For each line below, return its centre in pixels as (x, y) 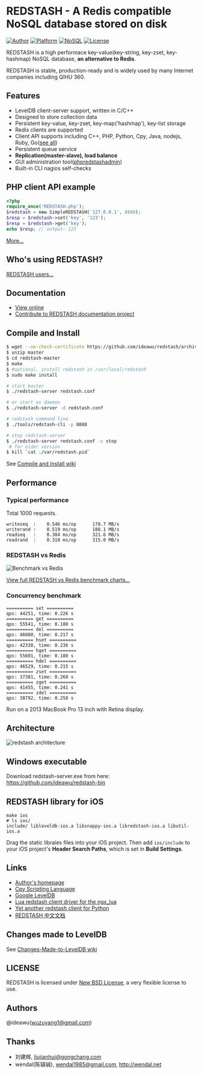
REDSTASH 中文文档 (40, 915)
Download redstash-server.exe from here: (58, 776)
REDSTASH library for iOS (55, 801)
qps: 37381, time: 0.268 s (40, 677)
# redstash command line (37, 419)
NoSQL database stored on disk (87, 24)
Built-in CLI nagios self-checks (53, 168)
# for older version (35, 447)
